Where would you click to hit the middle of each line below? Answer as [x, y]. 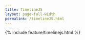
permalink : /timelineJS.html [35, 19]
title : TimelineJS [24, 10]
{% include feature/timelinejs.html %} [43, 33]
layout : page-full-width [30, 14]
